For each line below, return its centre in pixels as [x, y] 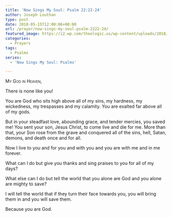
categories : [18, 39]
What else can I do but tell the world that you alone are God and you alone [83, 179]
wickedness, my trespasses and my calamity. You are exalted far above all [84, 106]
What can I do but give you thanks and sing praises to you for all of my [80, 163]
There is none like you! [29, 91]
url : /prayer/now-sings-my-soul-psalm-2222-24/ [57, 29]
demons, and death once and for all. [44, 138]
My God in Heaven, [24, 81]
